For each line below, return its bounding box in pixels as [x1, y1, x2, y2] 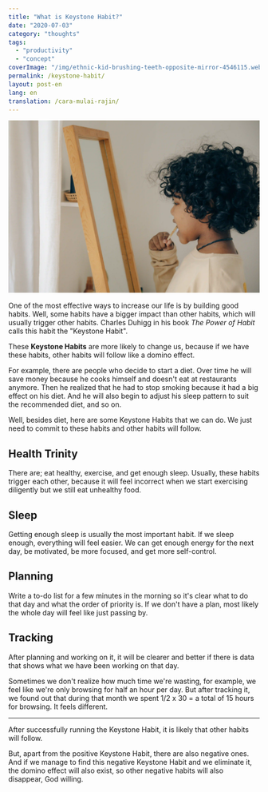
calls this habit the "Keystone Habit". [8, 326, 128, 336]
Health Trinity [8, 447, 78, 460]
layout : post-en [8, 80, 62, 88]
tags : [8, 38, 26, 46]
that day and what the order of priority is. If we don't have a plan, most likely [8, 599, 259, 609]
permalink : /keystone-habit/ [8, 72, 105, 80]
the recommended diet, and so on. [8, 400, 122, 409]
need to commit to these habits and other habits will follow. [8, 424, 202, 433]
